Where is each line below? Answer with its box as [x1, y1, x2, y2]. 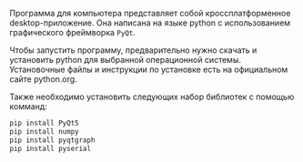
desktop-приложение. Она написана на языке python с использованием [9, 17, 291, 28]
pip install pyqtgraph [9, 136, 96, 145]
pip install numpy [9, 127, 79, 136]
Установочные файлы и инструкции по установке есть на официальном [9, 64, 288, 75]
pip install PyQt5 [9, 118, 79, 127]
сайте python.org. [9, 74, 77, 85]
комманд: [9, 101, 47, 112]
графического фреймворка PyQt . [9, 27, 136, 37]
